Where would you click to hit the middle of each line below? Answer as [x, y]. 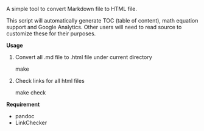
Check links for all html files [50, 81]
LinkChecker [31, 122]
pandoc [25, 116]
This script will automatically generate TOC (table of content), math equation [102, 20]
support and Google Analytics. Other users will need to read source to [94, 27]
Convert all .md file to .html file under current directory [83, 57]
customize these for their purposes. [51, 34]
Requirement [23, 104]
